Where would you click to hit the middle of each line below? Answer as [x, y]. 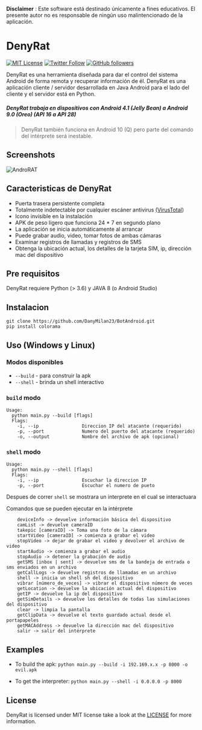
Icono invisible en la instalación [54, 216]
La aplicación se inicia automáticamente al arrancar [79, 229]
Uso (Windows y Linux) [51, 345]
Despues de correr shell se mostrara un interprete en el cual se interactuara [101, 497]
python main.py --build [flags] [52, 416]
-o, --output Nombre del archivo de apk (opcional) [98, 437]
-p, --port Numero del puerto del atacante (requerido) [106, 432]
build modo [24, 397]
